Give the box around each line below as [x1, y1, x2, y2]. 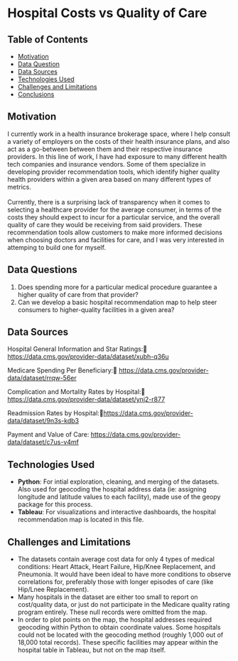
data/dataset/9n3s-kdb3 [7, 417, 80, 425]
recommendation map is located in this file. [17, 515, 144, 524]
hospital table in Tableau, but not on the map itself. [17, 646, 166, 655]
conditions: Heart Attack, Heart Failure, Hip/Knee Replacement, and [17, 563, 215, 571]
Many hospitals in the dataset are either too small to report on [17, 593, 198, 601]
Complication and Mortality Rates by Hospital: [7, 387, 141, 396]
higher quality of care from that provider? [17, 290, 139, 298]
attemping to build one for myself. [7, 243, 107, 251]
